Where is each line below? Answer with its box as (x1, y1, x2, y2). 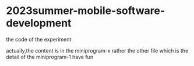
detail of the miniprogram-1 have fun (6, 53, 94, 60)
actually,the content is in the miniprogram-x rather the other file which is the (6, 47, 189, 54)
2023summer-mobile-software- (6, 4, 165, 18)
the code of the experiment (6, 36, 72, 43)
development (6, 16, 72, 30)
